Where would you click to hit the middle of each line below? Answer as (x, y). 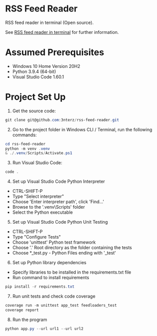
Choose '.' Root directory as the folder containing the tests (72, 248)
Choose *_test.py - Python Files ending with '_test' (64, 253)
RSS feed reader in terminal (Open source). (49, 22)
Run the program (30, 320)
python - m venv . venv (28, 149)
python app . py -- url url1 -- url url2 (44, 329)
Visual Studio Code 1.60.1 (38, 77)
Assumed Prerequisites (55, 52)
